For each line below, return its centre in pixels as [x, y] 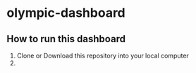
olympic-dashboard [66, 13]
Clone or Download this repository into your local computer [103, 55]
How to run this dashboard [66, 39]
